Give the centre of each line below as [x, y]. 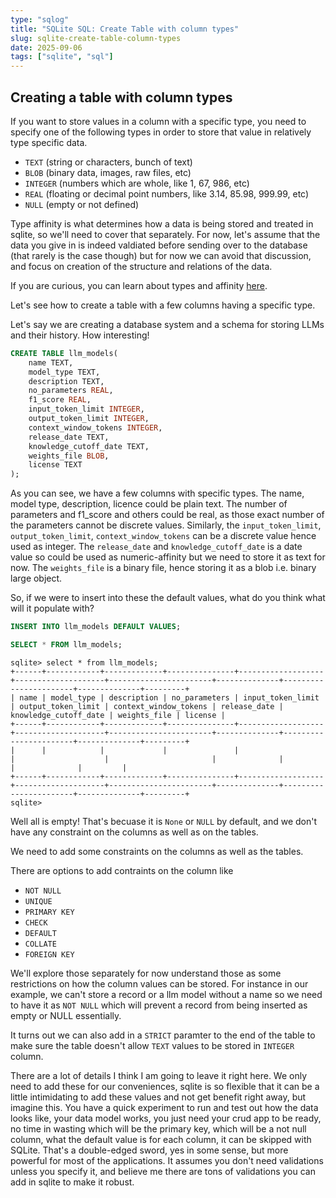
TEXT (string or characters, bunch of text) [108, 162]
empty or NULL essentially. [66, 1015]
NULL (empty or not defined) [82, 204]
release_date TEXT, [69, 437]
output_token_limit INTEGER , [89, 419]
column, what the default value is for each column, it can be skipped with [161, 1139]
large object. [36, 578]
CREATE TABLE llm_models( [64, 353]
